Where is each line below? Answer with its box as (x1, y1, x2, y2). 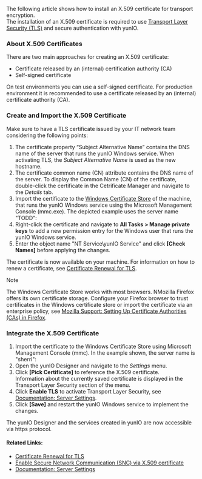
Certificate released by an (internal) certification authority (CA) (15, 65, 172, 72)
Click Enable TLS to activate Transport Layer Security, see (15, 387, 161, 395)
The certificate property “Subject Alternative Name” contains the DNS (15, 143, 190, 150)
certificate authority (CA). (6, 96, 70, 104)
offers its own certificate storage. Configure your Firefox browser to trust (6, 294, 189, 302)
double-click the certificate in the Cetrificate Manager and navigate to (15, 182, 190, 189)
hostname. (15, 162, 42, 170)
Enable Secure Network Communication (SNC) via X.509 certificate (15, 459, 184, 466)
